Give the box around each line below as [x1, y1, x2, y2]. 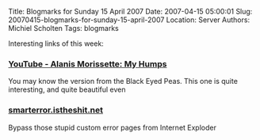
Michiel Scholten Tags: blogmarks [8, 24, 119, 32]
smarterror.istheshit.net [8, 104, 104, 115]
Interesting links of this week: [8, 39, 105, 48]
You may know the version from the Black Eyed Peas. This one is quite [8, 77, 238, 86]
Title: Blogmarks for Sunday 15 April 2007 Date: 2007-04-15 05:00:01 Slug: [8, 7, 253, 16]
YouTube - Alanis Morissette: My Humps [8, 59, 167, 70]
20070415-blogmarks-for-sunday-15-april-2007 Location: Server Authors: [8, 15, 250, 25]
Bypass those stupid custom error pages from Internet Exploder [8, 123, 216, 132]
